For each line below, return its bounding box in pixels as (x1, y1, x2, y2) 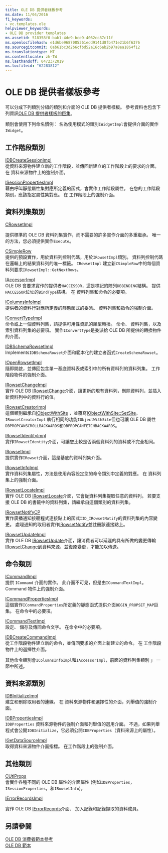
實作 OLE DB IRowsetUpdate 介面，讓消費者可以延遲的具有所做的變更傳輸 (5, 537, 156, 543)
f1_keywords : (5, 17, 33, 22)
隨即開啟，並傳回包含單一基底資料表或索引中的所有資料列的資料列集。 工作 (5, 365, 160, 372)
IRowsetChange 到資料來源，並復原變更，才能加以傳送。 (5, 543, 121, 550)
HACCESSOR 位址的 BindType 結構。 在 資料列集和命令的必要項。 (5, 289, 129, 295)
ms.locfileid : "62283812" (5, 63, 59, 68)
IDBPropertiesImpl (5, 715, 43, 721)
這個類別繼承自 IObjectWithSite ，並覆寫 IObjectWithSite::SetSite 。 (5, 410, 140, 416)
